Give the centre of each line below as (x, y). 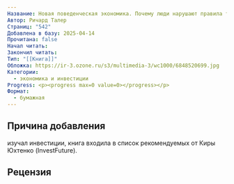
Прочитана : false (32, 40)
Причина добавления (56, 126)
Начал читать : (28, 46)
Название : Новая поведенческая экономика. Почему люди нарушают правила (115, 14)
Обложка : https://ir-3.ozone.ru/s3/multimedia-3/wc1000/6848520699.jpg (113, 66)
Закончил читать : (32, 53)
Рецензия (29, 172)
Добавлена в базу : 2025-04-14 (51, 33)
